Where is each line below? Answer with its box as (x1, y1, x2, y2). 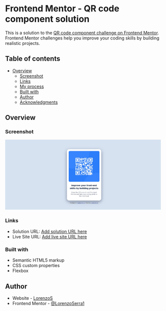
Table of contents (5, 55, 60, 63)
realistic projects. (5, 40, 41, 46)
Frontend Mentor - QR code (5, 3, 120, 14)
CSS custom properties (12, 263, 60, 269)
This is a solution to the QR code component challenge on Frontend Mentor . (5, 30, 159, 36)
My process (19, 83, 44, 89)
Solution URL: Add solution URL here (12, 228, 87, 234)
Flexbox (12, 268, 29, 274)
